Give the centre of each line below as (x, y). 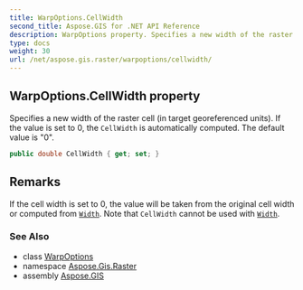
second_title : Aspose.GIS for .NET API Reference (105, 26)
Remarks (35, 182)
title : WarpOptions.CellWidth (66, 18)
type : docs (30, 43)
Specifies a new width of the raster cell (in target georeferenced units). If (145, 117)
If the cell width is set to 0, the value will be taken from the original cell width (152, 203)
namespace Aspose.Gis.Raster (80, 266)
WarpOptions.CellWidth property (105, 96)
